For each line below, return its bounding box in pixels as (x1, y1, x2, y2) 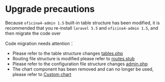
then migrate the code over (5, 30, 61, 36)
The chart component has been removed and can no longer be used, (12, 66, 154, 72)
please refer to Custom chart (12, 71, 72, 77)
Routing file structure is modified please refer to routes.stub (12, 55, 135, 61)
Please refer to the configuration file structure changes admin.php (12, 61, 148, 67)
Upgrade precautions (5, 3, 95, 15)
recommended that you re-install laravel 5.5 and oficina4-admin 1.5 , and (5, 25, 159, 31)
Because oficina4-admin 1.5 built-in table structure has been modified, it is (5, 20, 160, 26)
